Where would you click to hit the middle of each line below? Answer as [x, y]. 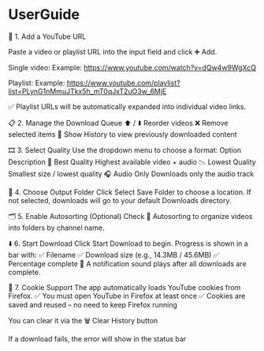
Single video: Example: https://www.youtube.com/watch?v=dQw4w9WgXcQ [132, 67]
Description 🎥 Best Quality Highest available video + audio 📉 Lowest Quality [132, 162]
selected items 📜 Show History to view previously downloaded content [123, 134]
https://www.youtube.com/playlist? [123, 83]
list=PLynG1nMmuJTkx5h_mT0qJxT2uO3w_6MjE [87, 91]
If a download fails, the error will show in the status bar [97, 338]
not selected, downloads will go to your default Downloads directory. [120, 200]
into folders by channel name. [56, 228]
